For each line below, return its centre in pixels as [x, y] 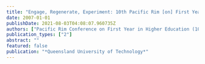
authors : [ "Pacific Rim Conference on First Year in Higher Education [98, 29]
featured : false [27, 46]
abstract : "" [23, 40]
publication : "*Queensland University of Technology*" [77, 52]
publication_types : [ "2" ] [39, 35]
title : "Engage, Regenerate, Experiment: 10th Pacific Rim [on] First [98, 12]
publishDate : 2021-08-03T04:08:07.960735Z [61, 23]
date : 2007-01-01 [28, 18]
